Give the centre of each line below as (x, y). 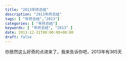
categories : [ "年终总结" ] (31, 23)
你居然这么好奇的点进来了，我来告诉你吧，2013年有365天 (63, 52)
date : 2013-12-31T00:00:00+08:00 (39, 32)
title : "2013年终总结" (27, 10)
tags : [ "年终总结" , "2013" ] (32, 19)
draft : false (18, 37)
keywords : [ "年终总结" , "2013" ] (39, 28)
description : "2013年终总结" (33, 14)
